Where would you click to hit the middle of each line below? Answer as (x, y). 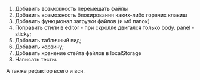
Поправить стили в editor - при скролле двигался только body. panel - (104, 27)
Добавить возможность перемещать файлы (71, 9)
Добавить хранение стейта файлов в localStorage (78, 53)
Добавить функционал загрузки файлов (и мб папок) (82, 21)
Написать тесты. (36, 59)
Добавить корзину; (39, 47)
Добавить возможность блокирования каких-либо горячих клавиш (101, 15)
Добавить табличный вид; (48, 40)
